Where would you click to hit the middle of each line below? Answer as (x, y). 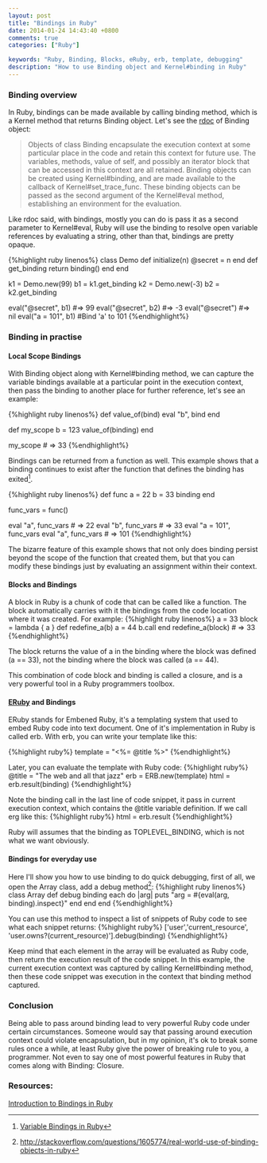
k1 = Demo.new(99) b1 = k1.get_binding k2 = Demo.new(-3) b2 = (114, 284)
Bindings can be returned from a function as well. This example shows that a (133, 461)
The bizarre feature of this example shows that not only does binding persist (133, 549)
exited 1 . (21, 478)
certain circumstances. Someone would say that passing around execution (130, 1032)
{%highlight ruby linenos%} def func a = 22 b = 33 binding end (112, 494)
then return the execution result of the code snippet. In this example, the (126, 960)
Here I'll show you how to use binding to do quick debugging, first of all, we (132, 876)
